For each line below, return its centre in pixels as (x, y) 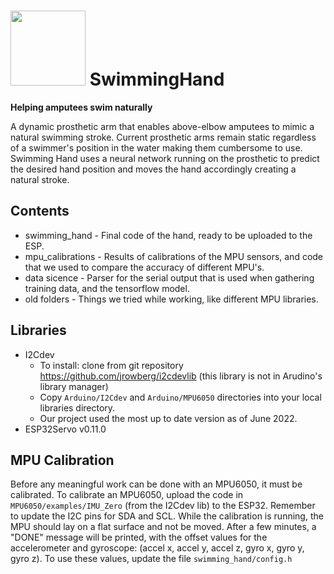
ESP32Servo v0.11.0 (65, 429)
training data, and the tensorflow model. (107, 288)
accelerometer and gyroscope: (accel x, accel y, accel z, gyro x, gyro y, (157, 548)
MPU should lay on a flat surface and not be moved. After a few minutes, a (163, 527)
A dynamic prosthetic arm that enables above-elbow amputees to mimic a (162, 126)
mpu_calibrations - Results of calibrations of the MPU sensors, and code (174, 256)
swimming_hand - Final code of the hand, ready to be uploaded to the (168, 235)
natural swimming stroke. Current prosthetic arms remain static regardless (163, 137)
